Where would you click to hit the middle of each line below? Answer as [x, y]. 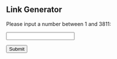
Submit [17, 49]
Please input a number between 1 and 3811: [58, 24]
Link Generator [34, 10]
